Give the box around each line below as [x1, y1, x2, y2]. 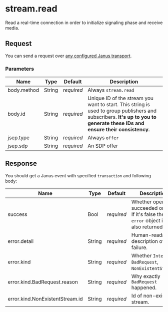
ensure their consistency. [87, 126, 150, 133]
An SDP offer [87, 142, 118, 149]
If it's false [131, 211, 156, 218]
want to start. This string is [87, 101, 150, 108]
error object [131, 217, 160, 224]
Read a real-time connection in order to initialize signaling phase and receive [5, 20, 163, 26]
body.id [7, 111, 26, 118]
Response [5, 159, 37, 168]
